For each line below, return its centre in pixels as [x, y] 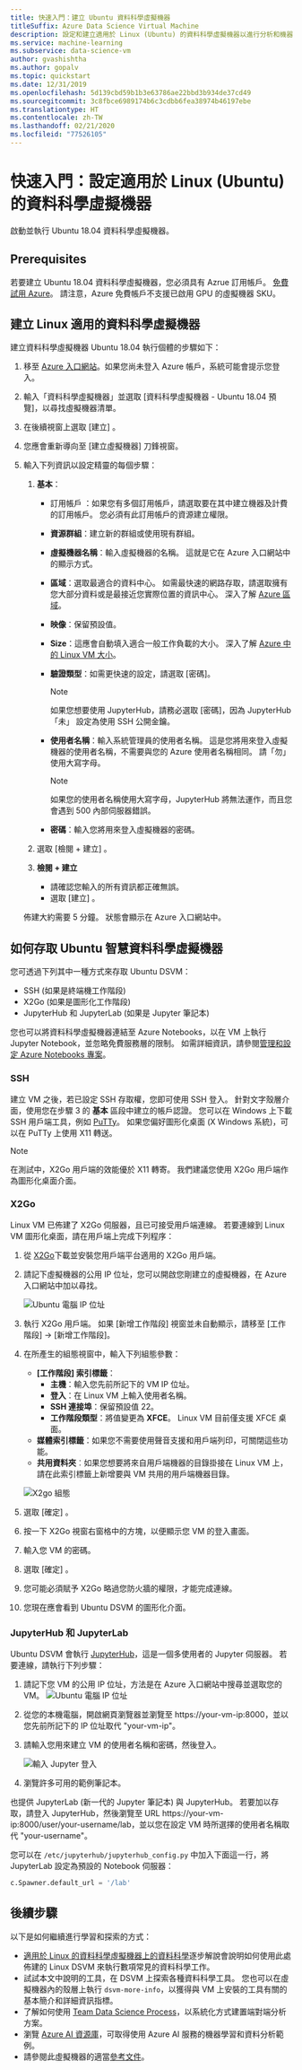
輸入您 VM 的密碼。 [59, 1550]
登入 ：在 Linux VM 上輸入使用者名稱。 [121, 1395]
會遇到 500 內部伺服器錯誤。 [103, 811]
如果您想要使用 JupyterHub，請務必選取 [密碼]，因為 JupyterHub [171, 711]
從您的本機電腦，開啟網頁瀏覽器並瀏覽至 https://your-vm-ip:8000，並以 [156, 1715]
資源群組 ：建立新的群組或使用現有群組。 [125, 534]
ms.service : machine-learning [67, 43]
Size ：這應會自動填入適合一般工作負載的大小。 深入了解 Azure [165, 643]
